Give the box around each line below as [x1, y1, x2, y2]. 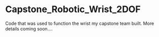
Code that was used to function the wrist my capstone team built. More [5, 20, 154, 26]
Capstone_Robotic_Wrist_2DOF [5, 4, 141, 15]
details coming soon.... [5, 25, 53, 31]
